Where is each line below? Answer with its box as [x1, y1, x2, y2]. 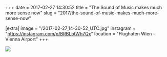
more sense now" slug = [5, 10, 57, 16]
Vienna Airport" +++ [5, 36, 49, 42]
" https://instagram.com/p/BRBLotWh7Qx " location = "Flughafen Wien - [5, 31, 155, 36]
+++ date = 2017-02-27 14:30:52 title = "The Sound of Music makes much [5, 5, 162, 10]
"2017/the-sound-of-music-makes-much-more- [58, 10, 159, 16]
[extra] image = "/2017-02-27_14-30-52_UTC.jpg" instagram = [5, 25, 136, 31]
